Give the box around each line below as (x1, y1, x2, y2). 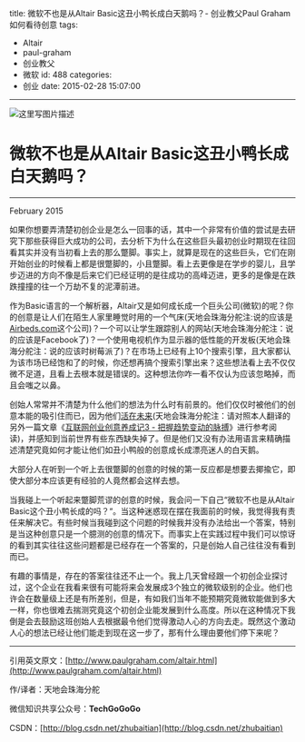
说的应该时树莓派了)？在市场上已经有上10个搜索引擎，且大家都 (48, 345, 283, 356)
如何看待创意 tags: (9, 19, 79, 30)
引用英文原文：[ (9, 655, 69, 666)
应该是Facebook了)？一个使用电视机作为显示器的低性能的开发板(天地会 (16, 334, 283, 345)
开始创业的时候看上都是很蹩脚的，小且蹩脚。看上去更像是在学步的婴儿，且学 (9, 258, 296, 269)
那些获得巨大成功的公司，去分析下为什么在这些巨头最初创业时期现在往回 (25, 235, 296, 246)
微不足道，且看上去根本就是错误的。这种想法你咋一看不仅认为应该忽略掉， (9, 368, 288, 379)
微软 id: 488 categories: (22, 69, 112, 80)
